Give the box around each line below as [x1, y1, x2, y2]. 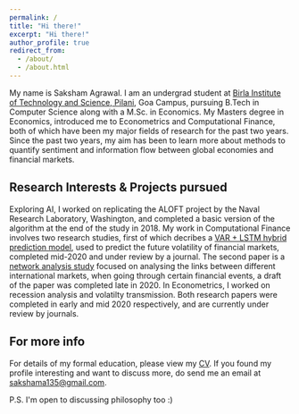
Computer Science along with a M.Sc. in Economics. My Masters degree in [9, 106, 284, 117]
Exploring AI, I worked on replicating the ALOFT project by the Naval [9, 203, 261, 215]
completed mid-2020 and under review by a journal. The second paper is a [9, 251, 286, 262]
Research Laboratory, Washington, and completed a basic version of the [9, 213, 275, 224]
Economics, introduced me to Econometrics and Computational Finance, [9, 115, 276, 126]
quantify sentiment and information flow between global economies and [9, 144, 274, 155]
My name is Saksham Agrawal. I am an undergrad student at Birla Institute [9, 87, 281, 98]
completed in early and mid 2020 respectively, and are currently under [9, 299, 270, 309]
